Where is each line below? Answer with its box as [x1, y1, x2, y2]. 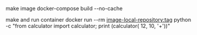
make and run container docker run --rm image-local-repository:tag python [5, 16, 192, 23]
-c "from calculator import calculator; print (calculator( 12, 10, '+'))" [5, 23, 171, 29]
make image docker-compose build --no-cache [5, 5, 123, 12]
